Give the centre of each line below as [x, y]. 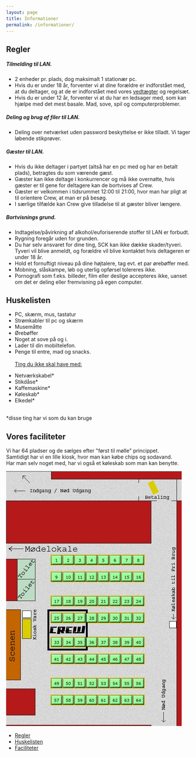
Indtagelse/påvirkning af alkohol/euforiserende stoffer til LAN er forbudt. [102, 232]
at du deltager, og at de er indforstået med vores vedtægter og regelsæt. [102, 91]
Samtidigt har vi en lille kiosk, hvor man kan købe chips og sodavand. [89, 457]
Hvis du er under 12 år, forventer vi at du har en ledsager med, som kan [100, 97]
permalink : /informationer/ [40, 25]
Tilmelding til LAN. [29, 64]
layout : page [22, 12]
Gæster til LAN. [25, 152]
